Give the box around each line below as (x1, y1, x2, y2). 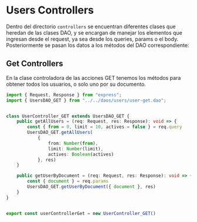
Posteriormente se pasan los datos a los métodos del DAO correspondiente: (6, 42, 189, 49)
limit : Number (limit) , (47, 146, 104, 152)
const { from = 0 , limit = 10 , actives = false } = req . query (27, 124, 182, 130)
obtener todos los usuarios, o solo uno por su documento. (6, 80, 147, 88)
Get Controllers (6, 59, 63, 69)
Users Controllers (6, 4, 94, 17)
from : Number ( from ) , (47, 140, 98, 146)
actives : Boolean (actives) (47, 151, 114, 157)
